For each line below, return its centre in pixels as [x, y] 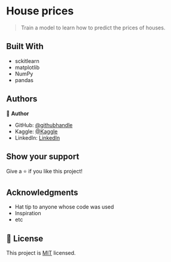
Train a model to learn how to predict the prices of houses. [93, 28]
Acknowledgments [42, 192]
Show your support [43, 156]
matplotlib [27, 67]
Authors [22, 99]
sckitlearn [27, 61]
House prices [40, 11]
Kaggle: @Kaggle [36, 131]
